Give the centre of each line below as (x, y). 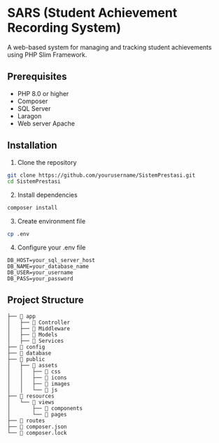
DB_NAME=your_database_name (48, 267)
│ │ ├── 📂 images (39, 383)
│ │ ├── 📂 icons (37, 377)
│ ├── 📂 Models (33, 334)
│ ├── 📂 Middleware (39, 328)
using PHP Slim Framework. (47, 55)
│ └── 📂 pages (37, 414)
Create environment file (51, 221)
